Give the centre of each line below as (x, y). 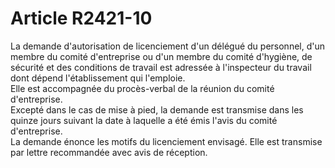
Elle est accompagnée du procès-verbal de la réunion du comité (142, 88)
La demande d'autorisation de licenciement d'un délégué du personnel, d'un (168, 46)
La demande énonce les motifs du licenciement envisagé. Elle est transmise (166, 141)
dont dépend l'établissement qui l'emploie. (98, 78)
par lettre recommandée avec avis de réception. (109, 152)
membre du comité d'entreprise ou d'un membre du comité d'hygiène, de (161, 56)
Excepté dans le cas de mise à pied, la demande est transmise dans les (157, 109)
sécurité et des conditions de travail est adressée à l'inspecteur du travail (161, 67)
